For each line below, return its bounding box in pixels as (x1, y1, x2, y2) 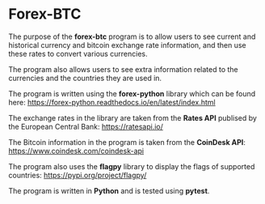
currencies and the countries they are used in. (8, 73, 162, 83)
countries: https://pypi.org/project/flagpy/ (8, 170, 147, 180)
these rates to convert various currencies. (8, 49, 148, 58)
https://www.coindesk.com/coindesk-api (8, 146, 144, 155)
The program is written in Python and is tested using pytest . (8, 185, 210, 195)
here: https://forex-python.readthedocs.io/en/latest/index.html (8, 97, 216, 107)
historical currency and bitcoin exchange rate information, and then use (8, 40, 246, 49)
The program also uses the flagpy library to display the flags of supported (8, 161, 255, 171)
